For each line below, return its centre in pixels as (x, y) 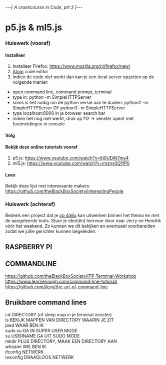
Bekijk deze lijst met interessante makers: (48, 186)
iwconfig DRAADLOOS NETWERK (39, 357)
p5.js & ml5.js (34, 28)
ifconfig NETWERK (24, 352)
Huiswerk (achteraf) (30, 204)
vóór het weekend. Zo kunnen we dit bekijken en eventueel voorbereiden (80, 226)
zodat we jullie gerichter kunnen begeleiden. (51, 231)
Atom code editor (30, 72)
